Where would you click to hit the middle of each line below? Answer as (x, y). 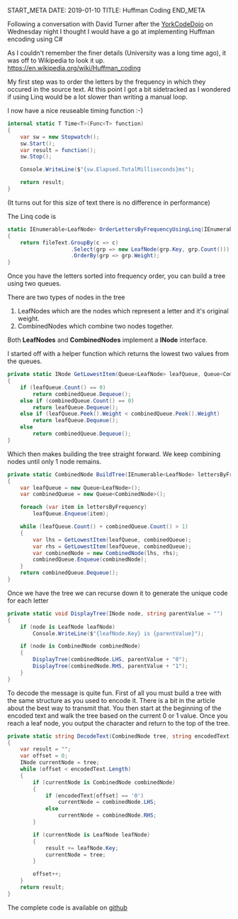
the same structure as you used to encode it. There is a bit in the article (112, 700)
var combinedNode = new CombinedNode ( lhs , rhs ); (106, 553)
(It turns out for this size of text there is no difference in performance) (109, 203)
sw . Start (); (38, 144)
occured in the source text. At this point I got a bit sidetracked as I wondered (119, 89)
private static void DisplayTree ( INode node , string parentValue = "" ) (115, 613)
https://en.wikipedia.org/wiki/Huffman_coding (74, 68)
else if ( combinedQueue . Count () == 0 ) (77, 401)
